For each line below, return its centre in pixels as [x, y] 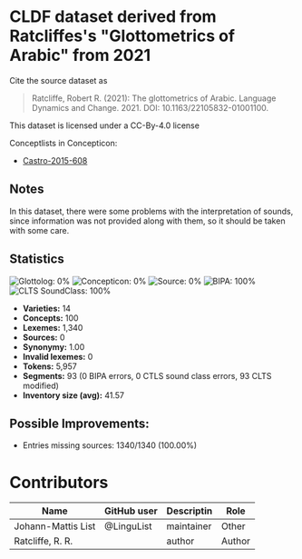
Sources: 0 [44, 337]
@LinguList [128, 526]
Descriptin [190, 511]
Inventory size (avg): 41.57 [73, 395]
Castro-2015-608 [55, 160]
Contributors [59, 482]
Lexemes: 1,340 [53, 327]
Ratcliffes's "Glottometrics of [122, 36]
